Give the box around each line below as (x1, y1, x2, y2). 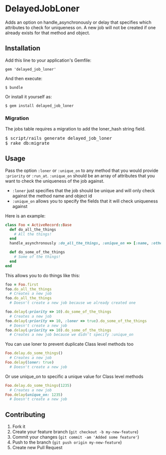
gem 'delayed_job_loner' (5, 67, 56, 72)
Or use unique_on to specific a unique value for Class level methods (5, 373, 144, 379)
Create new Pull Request (12, 445, 63, 451)
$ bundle (5, 85, 23, 90)
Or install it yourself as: (5, 93, 52, 99)
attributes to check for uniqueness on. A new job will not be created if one (5, 24, 156, 30)
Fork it (12, 423, 26, 430)
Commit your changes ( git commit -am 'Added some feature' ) (12, 434, 139, 440)
